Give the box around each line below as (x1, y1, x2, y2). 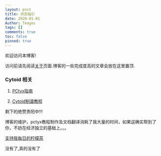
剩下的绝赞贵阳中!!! (5, 109, 43, 114)
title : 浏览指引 (5, 12, 35, 16)
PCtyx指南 (12, 88, 33, 94)
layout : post (5, 7, 32, 12)
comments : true (5, 30, 36, 34)
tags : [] (5, 25, 23, 30)
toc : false (5, 34, 27, 39)
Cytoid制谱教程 (12, 98, 43, 104)
